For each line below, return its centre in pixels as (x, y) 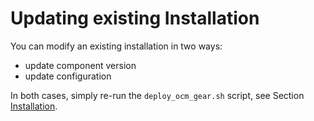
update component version (80, 65)
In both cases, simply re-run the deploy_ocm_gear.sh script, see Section (157, 95)
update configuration (68, 76)
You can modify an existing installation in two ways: (116, 46)
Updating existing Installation (135, 18)
